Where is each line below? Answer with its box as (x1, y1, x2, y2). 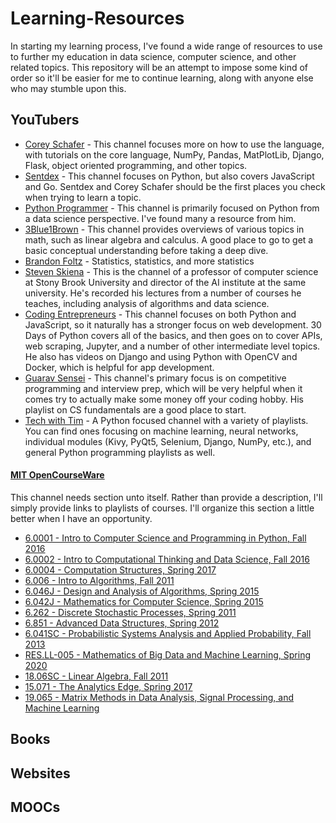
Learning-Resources (10, 7, 185, 30)
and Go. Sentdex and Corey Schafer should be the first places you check (24, 180, 326, 192)
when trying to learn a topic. (24, 191, 142, 203)
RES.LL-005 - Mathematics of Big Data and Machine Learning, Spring (24, 648, 312, 661)
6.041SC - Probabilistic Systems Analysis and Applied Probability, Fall (24, 627, 312, 639)
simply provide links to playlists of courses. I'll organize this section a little (10, 502, 315, 514)
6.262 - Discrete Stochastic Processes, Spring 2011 (24, 606, 237, 618)
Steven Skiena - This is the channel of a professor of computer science (24, 265, 319, 277)
